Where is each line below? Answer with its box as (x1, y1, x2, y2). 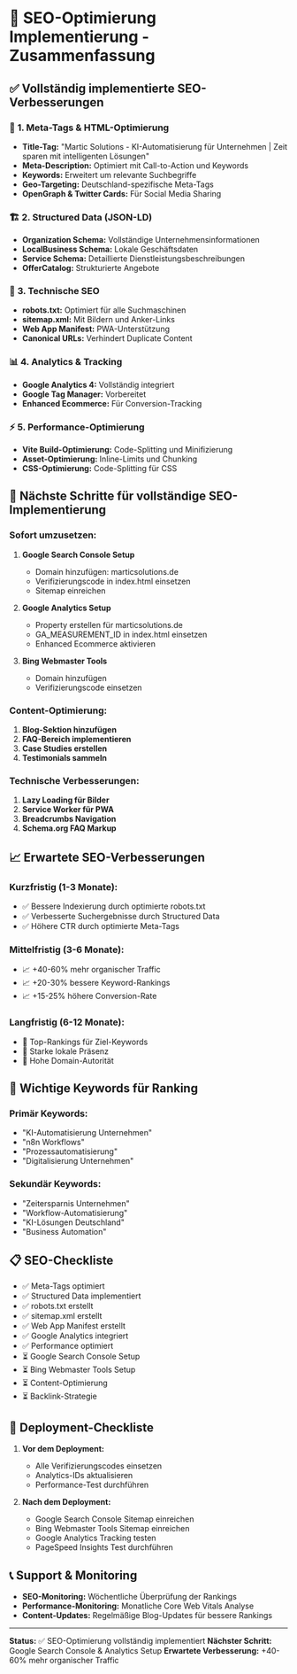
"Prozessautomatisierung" (21, 1146, 118, 1157)
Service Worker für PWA (21, 804, 115, 815)
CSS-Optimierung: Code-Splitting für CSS (21, 463, 178, 474)
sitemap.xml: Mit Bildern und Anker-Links (21, 314, 175, 325)
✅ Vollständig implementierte (9, 81, 175, 96)
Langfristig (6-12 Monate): (9, 1016, 126, 1028)
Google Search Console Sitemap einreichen (34, 1514, 194, 1524)
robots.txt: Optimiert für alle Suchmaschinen (21, 305, 187, 315)
